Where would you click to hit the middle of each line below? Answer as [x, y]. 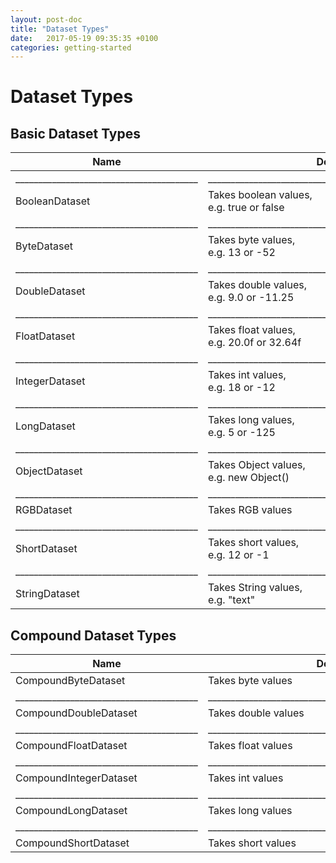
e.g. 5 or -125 [241, 433]
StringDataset [47, 594]
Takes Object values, [256, 465]
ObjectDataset [49, 471]
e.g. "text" [231, 600]
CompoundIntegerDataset [76, 778]
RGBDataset [44, 510]
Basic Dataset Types [76, 133]
